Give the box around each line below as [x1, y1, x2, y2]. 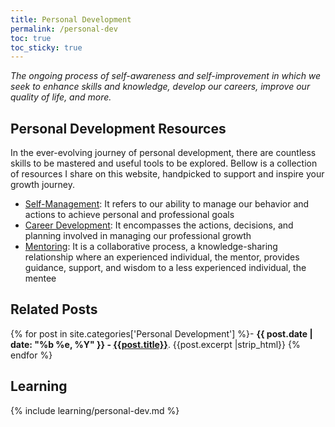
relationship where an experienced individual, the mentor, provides [24, 251, 300, 263]
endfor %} [10, 349, 53, 361]
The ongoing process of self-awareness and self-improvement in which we [10, 70, 322, 82]
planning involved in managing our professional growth [24, 230, 252, 242]
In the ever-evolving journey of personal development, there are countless [10, 147, 317, 159]
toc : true [10, 33, 52, 43]
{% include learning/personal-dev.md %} [10, 404, 180, 416]
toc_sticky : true [10, 42, 83, 53]
